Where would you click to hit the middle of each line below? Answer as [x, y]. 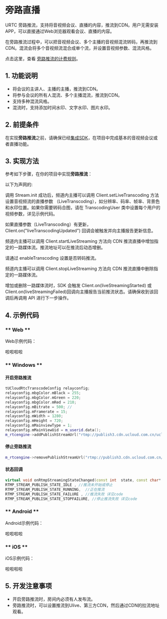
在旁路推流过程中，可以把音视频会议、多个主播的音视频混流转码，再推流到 [81, 42]
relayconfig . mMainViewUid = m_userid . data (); [53, 430]
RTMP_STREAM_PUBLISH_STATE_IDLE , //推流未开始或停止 [59, 485]
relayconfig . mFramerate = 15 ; [37, 412]
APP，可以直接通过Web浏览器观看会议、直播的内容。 [60, 31]
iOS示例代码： [20, 558]
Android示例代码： [24, 523]
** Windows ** [24, 365]
